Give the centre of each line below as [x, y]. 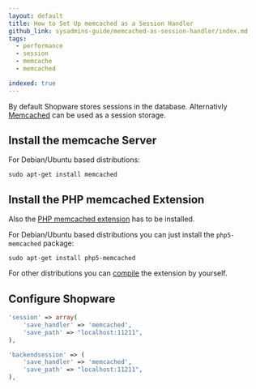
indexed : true [32, 83]
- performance [39, 46]
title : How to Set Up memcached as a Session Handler [101, 24]
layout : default [36, 16]
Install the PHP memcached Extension [107, 199]
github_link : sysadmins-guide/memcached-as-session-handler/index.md [128, 31]
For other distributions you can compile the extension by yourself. [118, 273]
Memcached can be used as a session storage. [87, 115]
